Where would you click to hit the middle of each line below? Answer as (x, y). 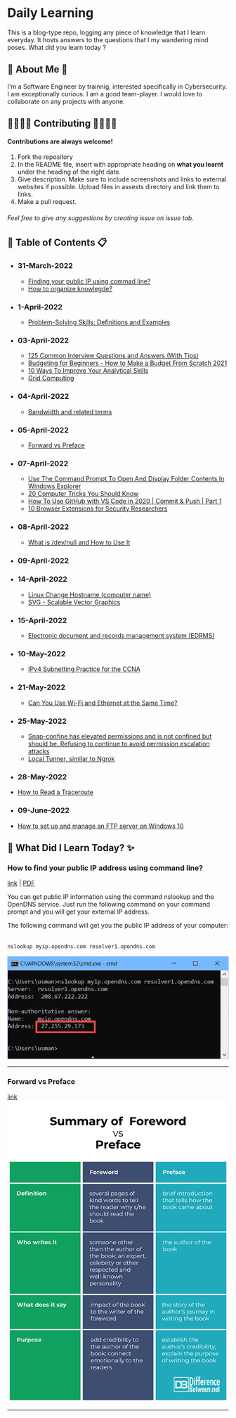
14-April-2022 (42, 580)
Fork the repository (45, 157)
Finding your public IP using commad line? (89, 281)
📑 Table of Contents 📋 (57, 242)
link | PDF (21, 883)
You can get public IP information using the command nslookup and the (111, 897)
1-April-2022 (40, 307)
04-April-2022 (43, 397)
